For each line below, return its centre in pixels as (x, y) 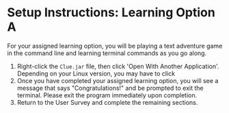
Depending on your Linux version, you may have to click (96, 74)
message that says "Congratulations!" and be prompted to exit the (110, 88)
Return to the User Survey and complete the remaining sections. (107, 102)
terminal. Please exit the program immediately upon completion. (107, 95)
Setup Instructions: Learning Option (111, 13)
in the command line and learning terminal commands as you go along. (107, 53)
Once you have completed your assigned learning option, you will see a (118, 80)
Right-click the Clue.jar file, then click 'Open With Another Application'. (118, 66)
